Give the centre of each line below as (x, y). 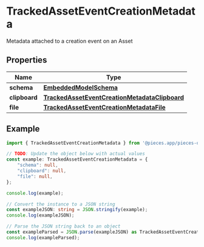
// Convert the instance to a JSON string (61, 204)
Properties (27, 60)
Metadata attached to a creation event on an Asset (70, 41)
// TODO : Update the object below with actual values (76, 154)
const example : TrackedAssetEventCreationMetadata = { (77, 159)
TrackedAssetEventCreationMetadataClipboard (114, 97)
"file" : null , (35, 176)
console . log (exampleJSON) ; (40, 215)
